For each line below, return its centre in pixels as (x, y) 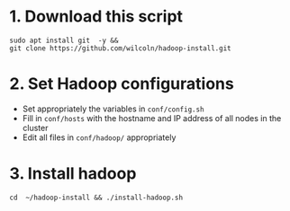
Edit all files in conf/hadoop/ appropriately (99, 137)
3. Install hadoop (73, 174)
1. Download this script (96, 17)
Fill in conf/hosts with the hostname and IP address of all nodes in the (152, 118)
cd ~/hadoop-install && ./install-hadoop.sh (96, 198)
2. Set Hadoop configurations (122, 84)
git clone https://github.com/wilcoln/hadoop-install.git (120, 48)
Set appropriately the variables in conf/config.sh (113, 109)
